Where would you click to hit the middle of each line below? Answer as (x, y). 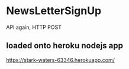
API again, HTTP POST (34, 27)
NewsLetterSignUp (54, 11)
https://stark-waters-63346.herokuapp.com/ (61, 60)
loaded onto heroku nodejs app (64, 46)
